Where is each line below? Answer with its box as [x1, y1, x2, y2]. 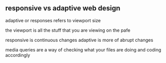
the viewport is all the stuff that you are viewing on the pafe [5, 27, 131, 33]
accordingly [5, 52, 31, 58]
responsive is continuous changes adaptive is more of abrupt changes [5, 37, 153, 43]
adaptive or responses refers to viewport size [5, 17, 101, 23]
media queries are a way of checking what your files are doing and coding [5, 46, 162, 52]
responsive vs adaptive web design [5, 4, 121, 13]
